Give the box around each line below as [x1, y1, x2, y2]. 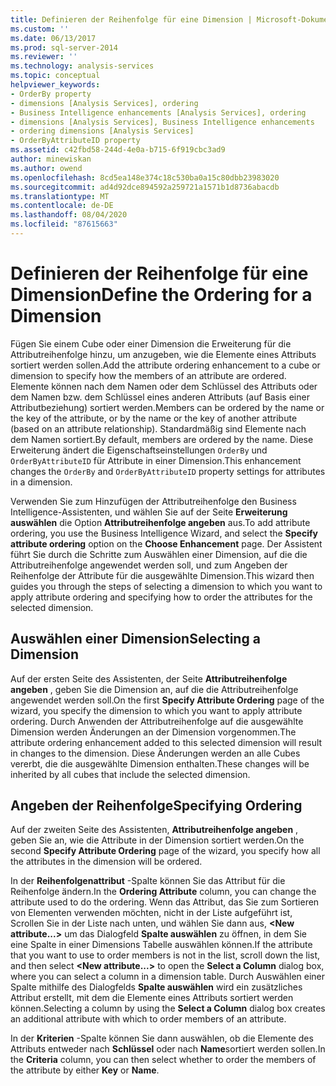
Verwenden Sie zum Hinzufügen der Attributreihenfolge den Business [10, 495, 297, 507]
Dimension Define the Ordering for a [10, 284, 313, 306]
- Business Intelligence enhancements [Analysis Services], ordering [10, 107, 307, 118]
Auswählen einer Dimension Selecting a [10, 631, 261, 648]
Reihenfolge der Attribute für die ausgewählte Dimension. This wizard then [10, 569, 315, 581]
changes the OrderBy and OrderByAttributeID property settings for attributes [10, 465, 326, 477]
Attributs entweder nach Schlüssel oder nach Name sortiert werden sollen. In [10, 1043, 326, 1055]
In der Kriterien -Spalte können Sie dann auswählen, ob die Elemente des [10, 1032, 314, 1045]
